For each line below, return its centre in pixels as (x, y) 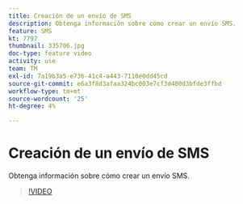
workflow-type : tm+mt (45, 91)
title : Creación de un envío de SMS (70, 16)
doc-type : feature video (50, 53)
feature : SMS (30, 31)
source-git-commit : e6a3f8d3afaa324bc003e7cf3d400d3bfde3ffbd (115, 83)
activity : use (32, 62)
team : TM (23, 69)
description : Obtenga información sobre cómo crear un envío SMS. (122, 23)
